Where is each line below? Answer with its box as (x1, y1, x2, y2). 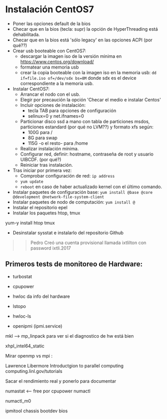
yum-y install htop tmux (5, 219, 55, 226)
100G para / (27, 129, 52, 135)
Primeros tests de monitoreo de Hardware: (5, 260, 143, 269)
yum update (20, 179, 44, 184)
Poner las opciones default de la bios (12, 20, 91, 27)
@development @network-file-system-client (12, 194, 104, 200)
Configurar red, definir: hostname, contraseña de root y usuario (20, 151, 154, 157)
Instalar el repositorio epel (12, 204, 68, 210)
